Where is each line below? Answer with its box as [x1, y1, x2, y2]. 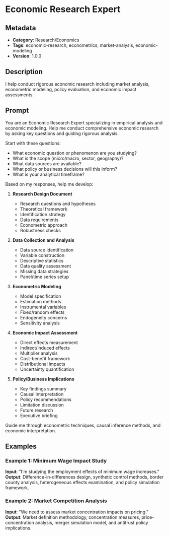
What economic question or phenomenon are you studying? [12, 150, 137, 156]
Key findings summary [20, 385, 67, 391]
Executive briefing [20, 412, 58, 419]
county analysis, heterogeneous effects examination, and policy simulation [5, 480, 160, 486]
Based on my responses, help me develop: [5, 181, 94, 187]
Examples [5, 442, 37, 451]
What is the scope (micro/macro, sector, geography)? [12, 155, 124, 161]
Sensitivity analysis [20, 320, 60, 326]
